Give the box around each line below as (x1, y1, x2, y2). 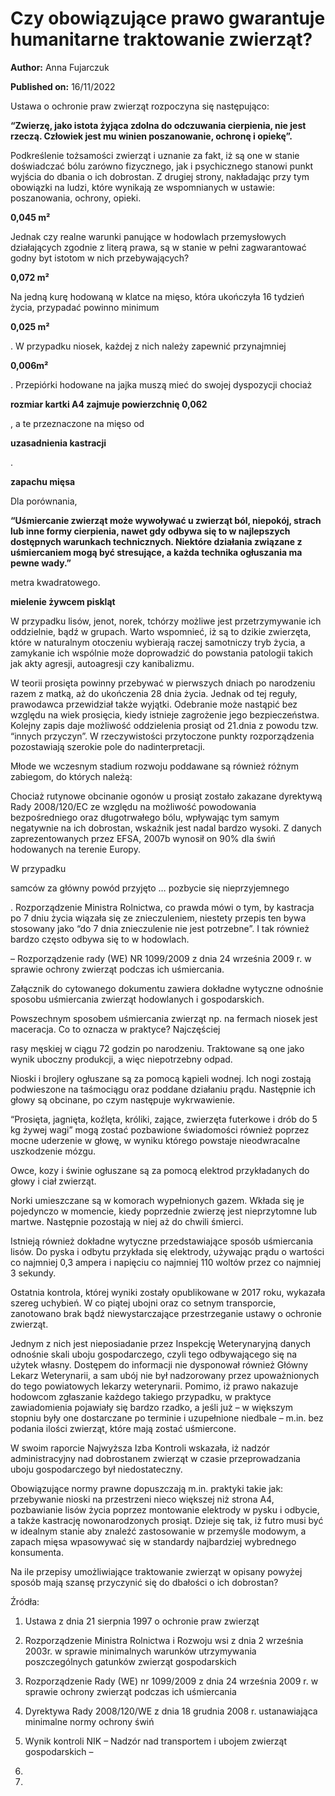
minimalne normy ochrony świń (24, 1715, 155, 1727)
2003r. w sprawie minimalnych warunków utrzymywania (24, 1645, 257, 1657)
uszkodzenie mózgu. (10, 1145, 97, 1157)
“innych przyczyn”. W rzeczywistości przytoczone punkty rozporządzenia (10, 730, 315, 742)
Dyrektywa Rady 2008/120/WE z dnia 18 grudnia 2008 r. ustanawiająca (24, 1705, 318, 1717)
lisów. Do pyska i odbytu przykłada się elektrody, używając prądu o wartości (10, 1245, 325, 1257)
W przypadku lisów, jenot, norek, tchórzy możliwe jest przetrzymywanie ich (10, 615, 322, 627)
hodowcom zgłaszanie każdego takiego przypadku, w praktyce (10, 1390, 272, 1402)
